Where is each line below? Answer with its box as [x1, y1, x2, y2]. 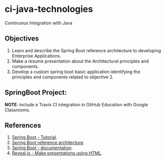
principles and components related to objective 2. [11, 74, 114, 80]
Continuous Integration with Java [4, 20, 73, 26]
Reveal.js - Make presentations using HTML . [11, 150, 103, 156]
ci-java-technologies [4, 3, 93, 15]
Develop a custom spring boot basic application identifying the [11, 69, 141, 75]
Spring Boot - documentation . [11, 145, 73, 151]
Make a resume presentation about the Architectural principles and [11, 58, 149, 64]
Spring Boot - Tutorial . [11, 134, 58, 140]
